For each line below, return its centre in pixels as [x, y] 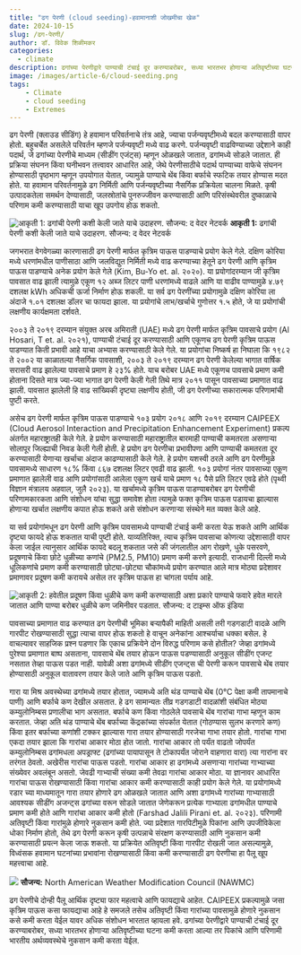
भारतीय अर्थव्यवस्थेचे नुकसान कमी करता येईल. [74, 941]
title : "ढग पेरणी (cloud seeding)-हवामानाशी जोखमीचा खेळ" [105, 17]
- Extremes [46, 109]
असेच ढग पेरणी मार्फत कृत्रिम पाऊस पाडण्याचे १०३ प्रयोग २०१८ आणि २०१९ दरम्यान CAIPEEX [145, 419]
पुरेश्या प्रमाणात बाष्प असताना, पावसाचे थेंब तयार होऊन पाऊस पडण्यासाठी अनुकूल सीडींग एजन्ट [141, 654]
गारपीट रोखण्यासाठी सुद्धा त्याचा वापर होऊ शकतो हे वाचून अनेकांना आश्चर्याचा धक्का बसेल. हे [138, 634]
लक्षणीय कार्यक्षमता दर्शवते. [46, 312]
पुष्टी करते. [25, 401]
